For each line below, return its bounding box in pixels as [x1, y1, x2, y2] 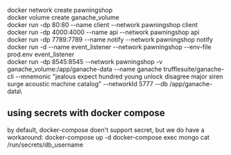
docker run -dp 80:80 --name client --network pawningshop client [7, 21, 198, 28]
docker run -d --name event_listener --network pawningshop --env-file [7, 43, 212, 51]
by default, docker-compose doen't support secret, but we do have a [7, 125, 205, 134]
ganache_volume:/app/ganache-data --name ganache [7, 65, 162, 73]
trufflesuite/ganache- [163, 65, 224, 73]
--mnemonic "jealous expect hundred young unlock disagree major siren [15, 72, 223, 81]
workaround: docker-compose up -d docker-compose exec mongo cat [7, 133, 210, 141]
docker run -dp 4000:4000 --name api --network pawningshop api [7, 28, 200, 36]
